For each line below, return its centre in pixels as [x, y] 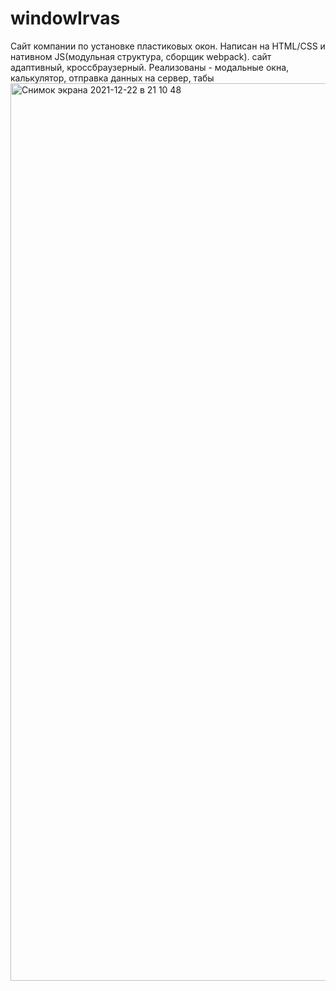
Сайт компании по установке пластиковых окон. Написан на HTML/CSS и [168, 46]
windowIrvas [65, 18]
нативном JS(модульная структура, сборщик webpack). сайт [141, 56]
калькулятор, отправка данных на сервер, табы [112, 78]
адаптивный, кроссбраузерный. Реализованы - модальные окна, [150, 67]
